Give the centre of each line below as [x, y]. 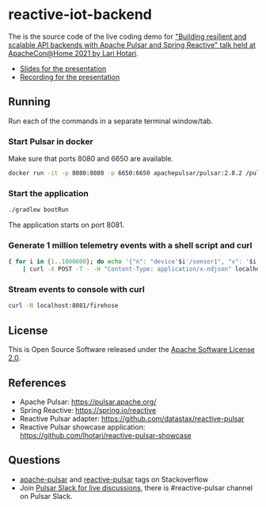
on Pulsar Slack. [46, 496]
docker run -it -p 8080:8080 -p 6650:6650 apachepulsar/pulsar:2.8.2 [125, 173]
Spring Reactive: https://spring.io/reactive [88, 410]
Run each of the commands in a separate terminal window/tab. [111, 121]
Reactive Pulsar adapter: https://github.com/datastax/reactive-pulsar [132, 418]
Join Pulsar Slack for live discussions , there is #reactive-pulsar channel [136, 487]
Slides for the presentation [63, 68]
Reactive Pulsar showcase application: [82, 427]
